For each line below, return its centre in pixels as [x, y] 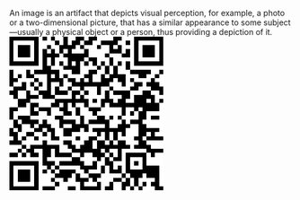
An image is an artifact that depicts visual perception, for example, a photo [147, 13]
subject [277, 22]
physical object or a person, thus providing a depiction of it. [163, 32]
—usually [26, 32]
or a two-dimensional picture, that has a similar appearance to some [136, 22]
